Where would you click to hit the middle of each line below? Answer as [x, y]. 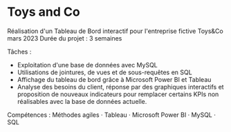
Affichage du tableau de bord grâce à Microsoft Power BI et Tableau [114, 79]
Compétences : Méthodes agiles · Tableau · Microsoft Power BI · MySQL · [111, 115]
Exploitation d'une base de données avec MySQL [87, 65]
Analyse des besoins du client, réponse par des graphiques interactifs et [120, 87]
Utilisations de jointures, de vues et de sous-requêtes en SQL [104, 72]
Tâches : [19, 52]
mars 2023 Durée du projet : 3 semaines [65, 38]
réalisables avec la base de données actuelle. [82, 101]
